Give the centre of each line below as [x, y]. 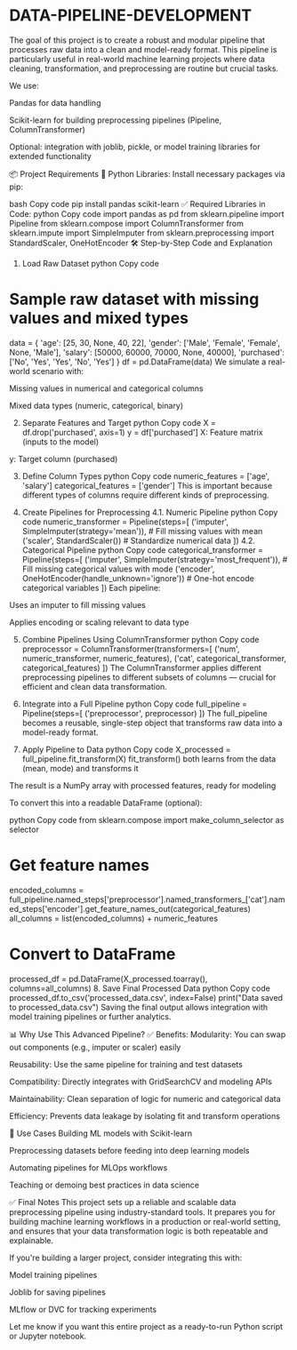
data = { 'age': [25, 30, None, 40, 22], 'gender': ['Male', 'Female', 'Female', [144, 342]
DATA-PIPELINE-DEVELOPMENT [131, 16]
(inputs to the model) [60, 442]
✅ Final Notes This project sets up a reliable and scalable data [123, 1202]
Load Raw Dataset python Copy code [91, 263]
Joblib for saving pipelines [58, 1292]
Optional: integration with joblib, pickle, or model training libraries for [135, 147]
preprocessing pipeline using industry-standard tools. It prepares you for [142, 1212]
